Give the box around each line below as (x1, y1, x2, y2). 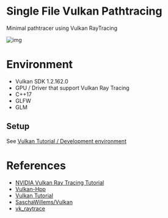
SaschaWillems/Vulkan (15, 198, 73, 205)
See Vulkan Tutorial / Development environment (6, 137, 127, 144)
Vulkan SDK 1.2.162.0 (15, 77, 68, 85)
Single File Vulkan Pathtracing (6, 4, 163, 18)
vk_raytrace (15, 205, 46, 212)
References (6, 158, 66, 172)
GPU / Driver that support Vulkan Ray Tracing (15, 84, 130, 91)
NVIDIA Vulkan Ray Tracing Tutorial (15, 178, 104, 186)
